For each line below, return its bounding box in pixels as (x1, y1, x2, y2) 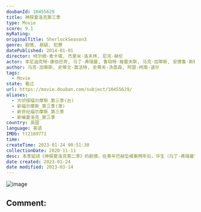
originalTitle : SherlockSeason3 (6, 36, 87, 42)
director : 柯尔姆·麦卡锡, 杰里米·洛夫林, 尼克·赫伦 (6, 53, 123, 59)
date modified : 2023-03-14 (6, 164, 74, 170)
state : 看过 (6, 81, 34, 87)
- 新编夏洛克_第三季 (11, 114, 56, 120)
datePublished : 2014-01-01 (6, 48, 74, 54)
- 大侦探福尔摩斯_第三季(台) (11, 97, 74, 103)
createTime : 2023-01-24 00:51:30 (6, 142, 90, 148)
